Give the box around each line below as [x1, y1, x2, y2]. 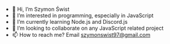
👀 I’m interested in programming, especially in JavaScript [11, 12, 154, 19]
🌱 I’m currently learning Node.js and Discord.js [11, 18, 128, 25]
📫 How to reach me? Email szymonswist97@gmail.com [11, 32, 151, 38]
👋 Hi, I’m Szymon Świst [11, 6, 70, 12]
